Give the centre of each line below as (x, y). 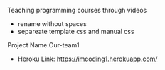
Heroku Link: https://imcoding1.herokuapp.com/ (87, 59)
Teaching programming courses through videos (77, 10)
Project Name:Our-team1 (43, 45)
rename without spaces (52, 24)
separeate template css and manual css (76, 31)
